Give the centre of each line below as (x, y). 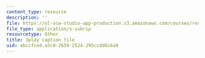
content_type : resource (37, 12)
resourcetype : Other (33, 34)
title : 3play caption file (41, 40)
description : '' (27, 18)
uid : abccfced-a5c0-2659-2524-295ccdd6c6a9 (63, 46)
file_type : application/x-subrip (49, 29)
